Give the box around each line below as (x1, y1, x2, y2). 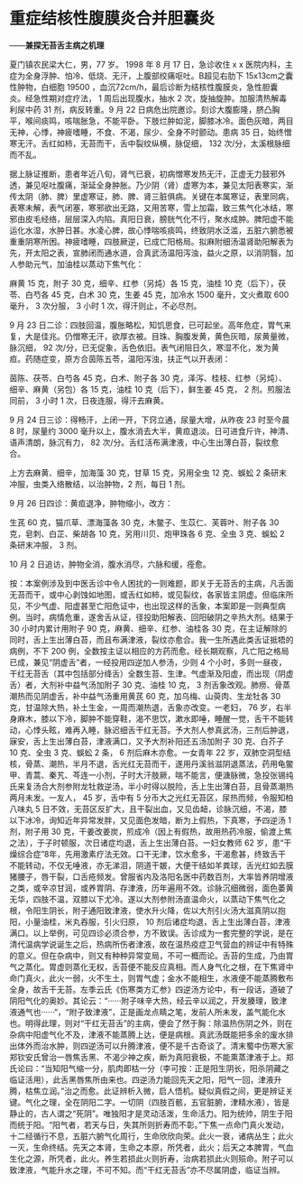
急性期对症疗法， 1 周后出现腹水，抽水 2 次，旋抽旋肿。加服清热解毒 (32, 92, 287, 104)
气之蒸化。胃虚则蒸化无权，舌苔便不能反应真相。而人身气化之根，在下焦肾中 (9, 961, 294, 972)
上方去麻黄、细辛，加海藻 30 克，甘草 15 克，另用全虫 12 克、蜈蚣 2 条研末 (9, 467, 287, 478)
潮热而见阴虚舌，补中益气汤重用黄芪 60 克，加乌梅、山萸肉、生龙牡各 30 (9, 690, 281, 701)
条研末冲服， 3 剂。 (9, 539, 83, 550)
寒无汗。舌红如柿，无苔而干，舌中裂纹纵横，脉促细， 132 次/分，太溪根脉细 (9, 137, 290, 149)
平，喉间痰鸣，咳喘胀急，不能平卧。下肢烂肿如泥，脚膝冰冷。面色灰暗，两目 (9, 115, 294, 126)
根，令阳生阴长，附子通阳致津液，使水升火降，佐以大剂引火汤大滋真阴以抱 (9, 904, 286, 916)
